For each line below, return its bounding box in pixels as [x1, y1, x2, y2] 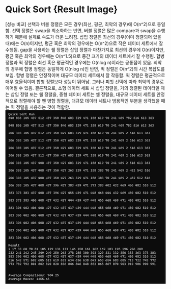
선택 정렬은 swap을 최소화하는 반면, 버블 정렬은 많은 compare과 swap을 [12, 27, 156, 34]
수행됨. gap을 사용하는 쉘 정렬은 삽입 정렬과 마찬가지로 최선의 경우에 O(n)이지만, [5, 46, 165, 53]
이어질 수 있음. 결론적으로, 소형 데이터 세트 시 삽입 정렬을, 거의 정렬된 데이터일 [5, 85, 160, 91]
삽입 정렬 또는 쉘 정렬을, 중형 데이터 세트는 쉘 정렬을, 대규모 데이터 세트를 [10, 91, 156, 98]
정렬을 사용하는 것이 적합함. [16, 104, 71, 110]
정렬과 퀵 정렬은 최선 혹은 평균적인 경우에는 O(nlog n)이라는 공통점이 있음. [5, 59, 153, 65]
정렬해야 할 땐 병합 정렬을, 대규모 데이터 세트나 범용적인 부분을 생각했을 [18, 98, 160, 104]
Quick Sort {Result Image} [5, 4, 118, 15]
